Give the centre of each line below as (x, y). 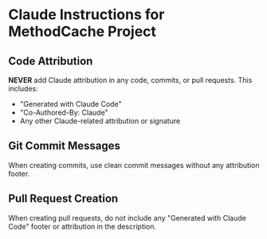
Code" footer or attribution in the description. (82, 226)
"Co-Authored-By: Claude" (64, 112)
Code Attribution (51, 61)
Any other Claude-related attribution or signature (100, 121)
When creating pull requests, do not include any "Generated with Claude (128, 217)
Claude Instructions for (86, 15)
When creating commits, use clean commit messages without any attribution (134, 165)
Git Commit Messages (65, 146)
